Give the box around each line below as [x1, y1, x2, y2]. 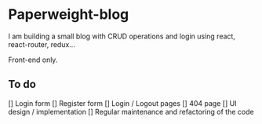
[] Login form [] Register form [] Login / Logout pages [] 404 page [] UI [8, 98, 237, 108]
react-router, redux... [8, 39, 76, 49]
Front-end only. [8, 55, 58, 64]
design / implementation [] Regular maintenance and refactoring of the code [8, 107, 254, 116]
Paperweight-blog [8, 5, 129, 24]
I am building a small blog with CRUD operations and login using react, [8, 31, 235, 41]
